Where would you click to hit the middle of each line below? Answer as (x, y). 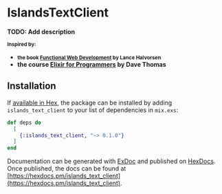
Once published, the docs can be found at (67, 169)
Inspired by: (22, 44)
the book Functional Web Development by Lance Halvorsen (89, 57)
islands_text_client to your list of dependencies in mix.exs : (93, 110)
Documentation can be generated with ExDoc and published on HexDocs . (111, 161)
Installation (32, 86)
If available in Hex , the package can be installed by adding (90, 103)
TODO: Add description (41, 32)
